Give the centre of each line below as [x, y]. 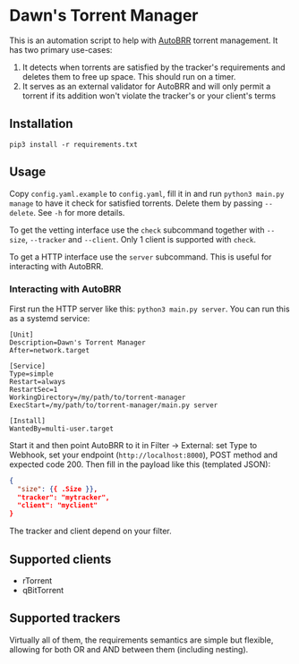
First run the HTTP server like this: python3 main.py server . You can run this [149, 309]
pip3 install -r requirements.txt [74, 144]
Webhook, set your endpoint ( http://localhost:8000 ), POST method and [144, 455]
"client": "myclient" [58, 506]
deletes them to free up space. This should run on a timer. [129, 76]
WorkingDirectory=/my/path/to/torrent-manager [98, 397]
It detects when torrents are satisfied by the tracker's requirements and [154, 67]
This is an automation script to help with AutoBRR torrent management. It [144, 40]
